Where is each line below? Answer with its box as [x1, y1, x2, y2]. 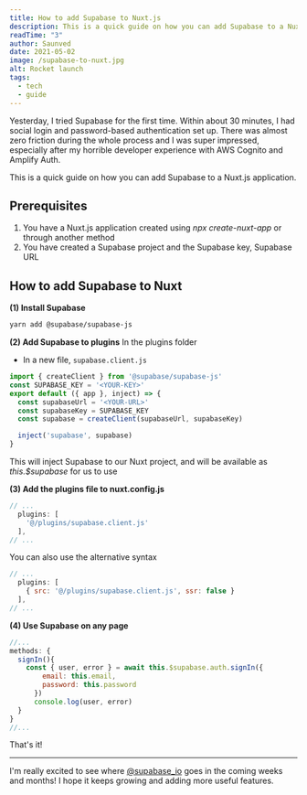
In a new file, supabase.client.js [22, 354, 148, 365]
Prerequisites [9, 198, 88, 213]
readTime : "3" [9, 30, 64, 39]
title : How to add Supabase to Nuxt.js [9, 13, 162, 23]
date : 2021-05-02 [9, 48, 76, 57]
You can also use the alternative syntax [9, 552, 157, 563]
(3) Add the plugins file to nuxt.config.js [9, 484, 164, 494]
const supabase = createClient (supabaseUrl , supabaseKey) [17, 414, 244, 424]
